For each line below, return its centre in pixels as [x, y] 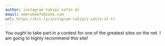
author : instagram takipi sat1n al [42, 10]
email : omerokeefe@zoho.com [35, 14]
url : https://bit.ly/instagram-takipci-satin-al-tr [60, 19]
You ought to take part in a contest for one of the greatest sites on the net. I [83, 33]
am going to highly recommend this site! [47, 38]
